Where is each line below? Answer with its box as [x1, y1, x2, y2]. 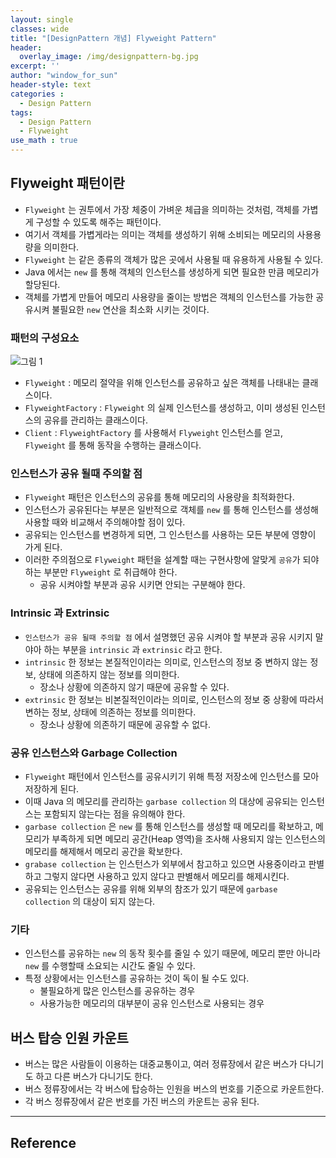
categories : [10, 89, 65, 99]
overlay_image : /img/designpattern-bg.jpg [19, 52, 199, 62]
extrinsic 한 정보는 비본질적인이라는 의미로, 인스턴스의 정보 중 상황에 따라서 [24, 693, 325, 705]
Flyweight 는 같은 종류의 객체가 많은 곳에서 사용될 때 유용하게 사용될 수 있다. [24, 253, 324, 265]
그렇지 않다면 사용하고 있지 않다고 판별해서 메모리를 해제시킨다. [43, 871, 290, 882]
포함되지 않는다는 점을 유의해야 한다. [43, 808, 186, 820]
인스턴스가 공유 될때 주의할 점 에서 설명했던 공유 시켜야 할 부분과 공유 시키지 [24, 631, 313, 643]
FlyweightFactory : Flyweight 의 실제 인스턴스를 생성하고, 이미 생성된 [24, 402, 300, 414]
